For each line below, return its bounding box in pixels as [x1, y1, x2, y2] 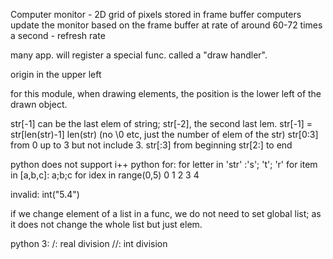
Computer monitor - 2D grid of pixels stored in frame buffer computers [10, 9, 302, 20]
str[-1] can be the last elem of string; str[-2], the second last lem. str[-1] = [10, 118, 313, 129]
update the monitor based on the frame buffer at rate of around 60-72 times [10, 19, 323, 31]
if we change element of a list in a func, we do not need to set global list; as [10, 208, 322, 219]
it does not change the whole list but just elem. [10, 219, 203, 230]
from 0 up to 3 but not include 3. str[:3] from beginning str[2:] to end [10, 139, 293, 151]
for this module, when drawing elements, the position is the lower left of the [10, 88, 322, 99]
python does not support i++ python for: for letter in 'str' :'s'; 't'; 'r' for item [10, 159, 318, 170]
